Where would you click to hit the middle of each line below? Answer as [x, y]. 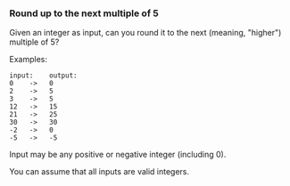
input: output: [43, 76]
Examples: [28, 60]
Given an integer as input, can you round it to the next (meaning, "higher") [145, 33]
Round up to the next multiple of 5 [84, 13]
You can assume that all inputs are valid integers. [99, 172]
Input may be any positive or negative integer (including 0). [118, 155]
